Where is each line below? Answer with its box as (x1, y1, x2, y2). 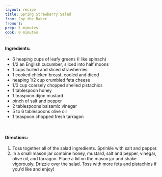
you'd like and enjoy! (12, 166, 54, 172)
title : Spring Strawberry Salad (5, 12, 71, 17)
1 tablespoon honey (12, 88, 52, 93)
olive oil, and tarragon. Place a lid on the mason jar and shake (12, 156, 137, 162)
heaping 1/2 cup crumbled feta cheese (12, 77, 90, 83)
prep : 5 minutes (5, 26, 38, 30)
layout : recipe (5, 7, 36, 12)
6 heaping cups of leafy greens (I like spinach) (12, 56, 107, 62)
